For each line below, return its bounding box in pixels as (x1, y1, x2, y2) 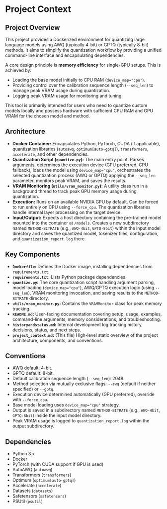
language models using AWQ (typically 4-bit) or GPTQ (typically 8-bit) (5, 42, 149, 48)
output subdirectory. (12, 423, 55, 429)
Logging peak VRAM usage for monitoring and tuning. (12, 93, 123, 99)
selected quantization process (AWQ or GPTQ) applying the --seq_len (12, 172, 156, 178)
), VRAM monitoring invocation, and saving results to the (28, 290, 144, 296)
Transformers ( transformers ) (12, 472, 72, 478)
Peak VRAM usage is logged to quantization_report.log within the (12, 418, 150, 424)
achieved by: (5, 67, 31, 73)
